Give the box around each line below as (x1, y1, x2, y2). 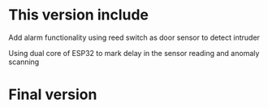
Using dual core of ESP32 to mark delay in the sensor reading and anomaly (8, 48, 260, 58)
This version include (8, 6, 149, 24)
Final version (8, 85, 97, 104)
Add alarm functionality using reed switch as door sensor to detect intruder (8, 32, 260, 42)
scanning (8, 57, 40, 67)
